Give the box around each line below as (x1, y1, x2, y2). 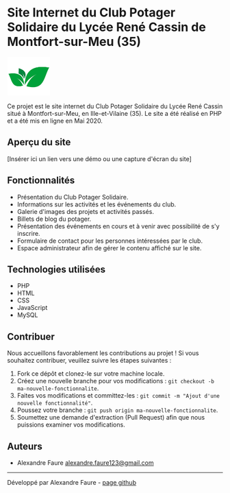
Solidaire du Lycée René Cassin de (7, 19, 207, 35)
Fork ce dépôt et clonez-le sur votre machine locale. (16, 370, 165, 378)
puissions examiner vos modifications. (16, 420, 125, 429)
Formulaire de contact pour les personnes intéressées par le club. (16, 237, 203, 245)
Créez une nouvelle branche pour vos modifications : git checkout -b (16, 377, 214, 385)
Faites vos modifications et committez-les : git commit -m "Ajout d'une (16, 392, 220, 400)
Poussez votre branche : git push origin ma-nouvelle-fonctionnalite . (16, 406, 218, 414)
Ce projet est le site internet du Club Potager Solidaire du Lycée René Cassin (7, 101, 223, 110)
